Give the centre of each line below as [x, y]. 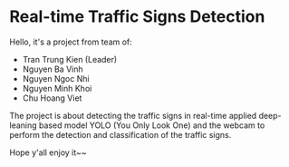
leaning [24, 125]
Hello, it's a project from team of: [71, 42]
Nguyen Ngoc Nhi [56, 78]
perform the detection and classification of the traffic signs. [120, 134]
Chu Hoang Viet [52, 98]
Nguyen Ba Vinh [53, 69]
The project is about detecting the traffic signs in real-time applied [133, 115]
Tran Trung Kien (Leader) [70, 59]
